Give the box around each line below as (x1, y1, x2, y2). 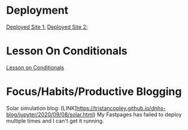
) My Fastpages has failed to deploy (93, 111, 182, 118)
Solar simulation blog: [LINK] (6, 104, 77, 112)
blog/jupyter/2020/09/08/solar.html (6, 111, 94, 118)
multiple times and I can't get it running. (6, 117, 104, 124)
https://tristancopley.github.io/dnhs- (76, 104, 166, 112)
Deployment (6, 4, 69, 17)
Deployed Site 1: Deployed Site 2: (6, 23, 88, 30)
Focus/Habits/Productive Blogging (6, 85, 182, 98)
